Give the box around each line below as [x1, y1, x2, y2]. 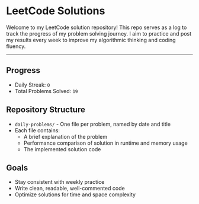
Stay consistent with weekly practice [14, 179, 105, 186]
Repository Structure [6, 105, 86, 115]
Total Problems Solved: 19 [14, 87, 78, 94]
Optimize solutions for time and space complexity [14, 191, 136, 198]
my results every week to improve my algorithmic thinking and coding [6, 36, 176, 43]
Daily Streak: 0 [14, 81, 50, 88]
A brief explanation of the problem [23, 133, 108, 140]
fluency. [6, 43, 26, 50]
